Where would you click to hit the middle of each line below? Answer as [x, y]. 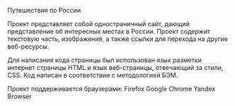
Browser [19, 96]
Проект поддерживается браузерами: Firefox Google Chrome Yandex [111, 89]
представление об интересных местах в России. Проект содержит [109, 31]
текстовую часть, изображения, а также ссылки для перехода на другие [118, 39]
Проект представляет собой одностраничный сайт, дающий [98, 24]
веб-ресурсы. [28, 46]
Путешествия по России [44, 10]
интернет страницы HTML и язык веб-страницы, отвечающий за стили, [115, 67]
